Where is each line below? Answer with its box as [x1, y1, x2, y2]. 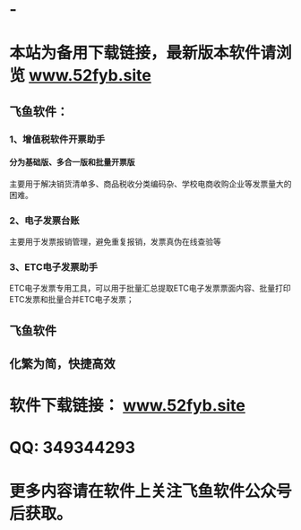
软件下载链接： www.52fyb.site [9, 395, 246, 416]
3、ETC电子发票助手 [9, 261, 99, 274]
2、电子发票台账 [9, 214, 80, 227]
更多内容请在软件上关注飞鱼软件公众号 [9, 481, 293, 501]
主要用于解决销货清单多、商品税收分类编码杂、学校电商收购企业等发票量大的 [9, 178, 292, 189]
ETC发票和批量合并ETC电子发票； [9, 294, 134, 305]
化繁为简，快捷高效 [9, 356, 116, 371]
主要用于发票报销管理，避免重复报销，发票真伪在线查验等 [9, 237, 221, 248]
